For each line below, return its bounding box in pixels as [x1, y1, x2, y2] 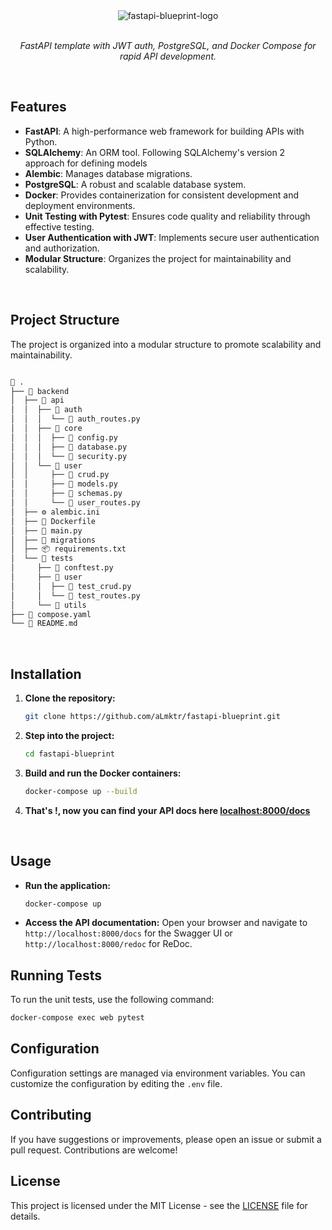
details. [10, 1210, 41, 1222]
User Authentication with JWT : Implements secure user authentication [24, 231, 320, 243]
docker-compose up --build [24, 786, 138, 796]
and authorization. [24, 242, 100, 254]
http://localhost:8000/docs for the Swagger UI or [24, 927, 233, 939]
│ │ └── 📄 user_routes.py [10, 498, 141, 508]
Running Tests [10, 967, 102, 984]
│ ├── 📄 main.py [10, 525, 83, 536]
